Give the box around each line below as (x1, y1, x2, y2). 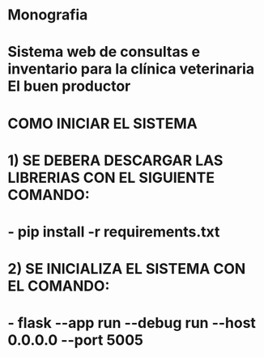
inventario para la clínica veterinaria (7, 60, 255, 79)
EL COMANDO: (7, 277, 110, 295)
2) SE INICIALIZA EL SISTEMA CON (7, 260, 246, 278)
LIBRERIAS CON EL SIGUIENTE (7, 168, 215, 187)
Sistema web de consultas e (7, 43, 200, 62)
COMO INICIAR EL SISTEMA (7, 114, 198, 133)
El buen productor (7, 77, 131, 96)
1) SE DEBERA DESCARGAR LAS (7, 151, 224, 169)
